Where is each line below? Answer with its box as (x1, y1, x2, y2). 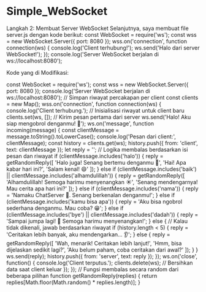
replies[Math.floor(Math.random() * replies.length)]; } (6, 279, 141, 286)
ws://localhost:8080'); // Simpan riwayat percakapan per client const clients (6, 94, 199, 101)
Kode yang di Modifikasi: (6, 69, 69, 76)
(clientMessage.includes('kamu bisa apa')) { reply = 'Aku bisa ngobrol (6, 198, 183, 205)
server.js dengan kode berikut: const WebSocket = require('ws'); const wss (6, 31, 197, 38)
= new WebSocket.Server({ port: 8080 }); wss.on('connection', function (6, 37, 188, 45)
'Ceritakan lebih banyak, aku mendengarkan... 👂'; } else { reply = (6, 231, 170, 238)
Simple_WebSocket (6, 4, 108, 18)
